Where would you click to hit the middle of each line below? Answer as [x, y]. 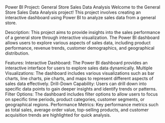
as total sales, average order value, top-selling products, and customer [77, 110]
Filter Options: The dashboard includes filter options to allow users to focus [82, 94]
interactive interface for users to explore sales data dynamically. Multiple [79, 68]
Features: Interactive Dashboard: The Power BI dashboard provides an [76, 63]
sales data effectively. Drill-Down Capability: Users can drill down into [76, 84]
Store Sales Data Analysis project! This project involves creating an [73, 12]
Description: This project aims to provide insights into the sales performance [83, 32]
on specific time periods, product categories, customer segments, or [75, 99]
